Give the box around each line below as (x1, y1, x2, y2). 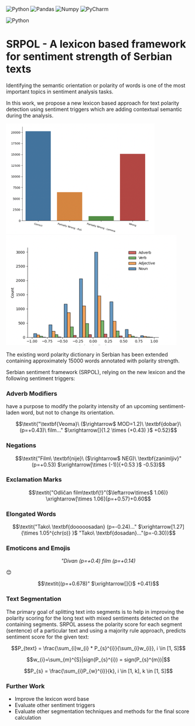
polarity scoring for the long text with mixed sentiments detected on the (6, 614, 179, 621)
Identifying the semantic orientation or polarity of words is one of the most (6, 82, 186, 89)
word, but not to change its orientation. (20, 409, 115, 416)
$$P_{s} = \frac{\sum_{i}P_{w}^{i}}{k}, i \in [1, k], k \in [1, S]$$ (23, 667, 173, 674)
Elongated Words (6, 510, 57, 518)
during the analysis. (6, 112, 54, 119)
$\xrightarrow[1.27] (138, 523, 184, 530)
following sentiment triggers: (6, 375, 76, 382)
